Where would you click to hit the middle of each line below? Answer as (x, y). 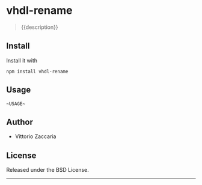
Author (20, 122)
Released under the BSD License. (47, 170)
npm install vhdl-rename (37, 71)
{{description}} (39, 27)
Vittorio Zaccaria (35, 136)
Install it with (22, 60)
